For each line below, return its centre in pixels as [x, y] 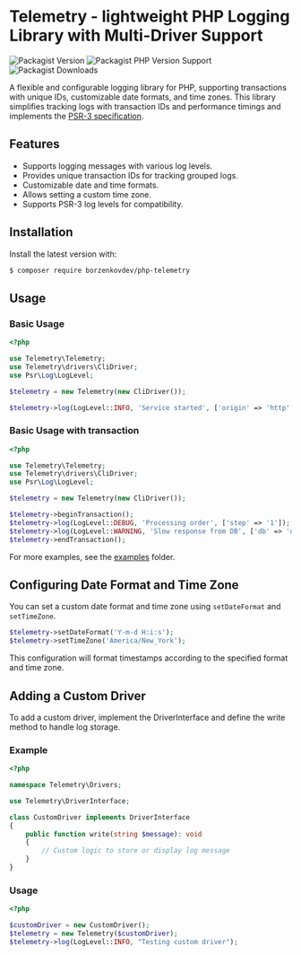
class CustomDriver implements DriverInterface [100, 817]
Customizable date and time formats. [90, 185]
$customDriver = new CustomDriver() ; [80, 925]
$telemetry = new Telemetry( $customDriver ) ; [94, 934]
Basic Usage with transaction [74, 431]
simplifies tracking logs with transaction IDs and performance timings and [145, 106]
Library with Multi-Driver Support [136, 35]
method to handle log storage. [65, 727]
